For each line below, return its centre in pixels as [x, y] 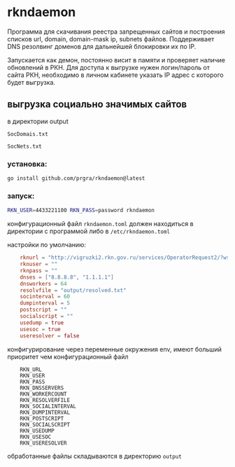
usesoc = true [40, 329]
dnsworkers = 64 [44, 284]
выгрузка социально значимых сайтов [97, 105]
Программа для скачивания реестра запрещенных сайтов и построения [116, 32]
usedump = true [42, 323]
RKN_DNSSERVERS [42, 388]
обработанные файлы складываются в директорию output [94, 456]
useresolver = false [50, 336]
